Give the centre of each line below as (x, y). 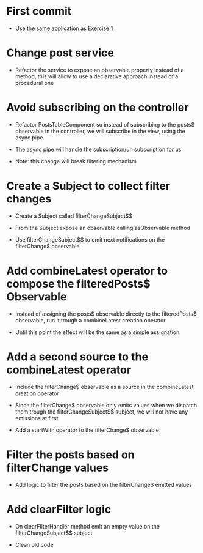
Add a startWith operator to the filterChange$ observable (87, 430)
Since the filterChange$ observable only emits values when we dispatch (106, 405)
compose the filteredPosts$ (78, 284)
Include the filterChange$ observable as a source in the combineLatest (104, 387)
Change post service (60, 53)
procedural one (34, 83)
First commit (39, 11)
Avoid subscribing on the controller (98, 108)
